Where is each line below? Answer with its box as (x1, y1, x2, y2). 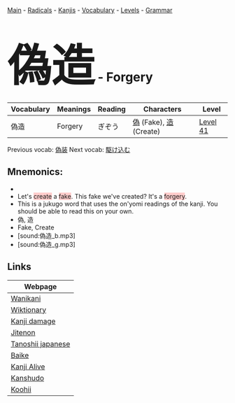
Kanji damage (10, 316, 56, 326)
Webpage (24, 281, 57, 291)
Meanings (57, 104, 91, 114)
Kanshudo (10, 373, 44, 383)
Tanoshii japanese (10, 339, 71, 348)
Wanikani (10, 293, 41, 303)
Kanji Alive (10, 362, 45, 372)
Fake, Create (17, 223, 55, 232)
